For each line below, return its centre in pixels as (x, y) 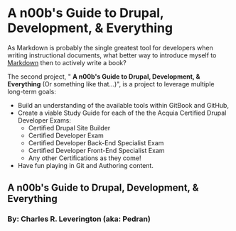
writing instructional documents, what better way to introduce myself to (112, 55)
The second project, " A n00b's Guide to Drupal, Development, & (104, 77)
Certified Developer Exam (66, 135)
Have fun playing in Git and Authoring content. (86, 165)
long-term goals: (32, 91)
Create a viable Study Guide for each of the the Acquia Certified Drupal (122, 113)
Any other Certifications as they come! (85, 158)
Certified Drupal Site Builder (69, 128)
